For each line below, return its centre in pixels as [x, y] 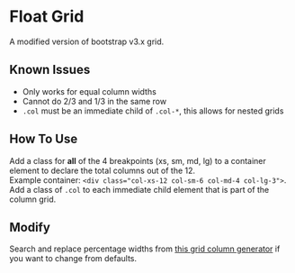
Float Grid [47, 17]
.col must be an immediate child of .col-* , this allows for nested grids [153, 111]
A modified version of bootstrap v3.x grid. [87, 41]
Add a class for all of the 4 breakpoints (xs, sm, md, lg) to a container [138, 160]
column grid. [33, 199]
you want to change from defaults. [73, 259]
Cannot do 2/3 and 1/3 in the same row [94, 101]
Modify [30, 227]
